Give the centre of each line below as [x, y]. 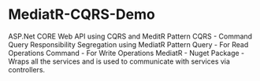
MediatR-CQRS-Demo [82, 15]
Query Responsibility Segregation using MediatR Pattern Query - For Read [128, 44]
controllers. [27, 69]
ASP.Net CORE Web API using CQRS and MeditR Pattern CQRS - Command [130, 36]
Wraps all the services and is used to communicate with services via [119, 61]
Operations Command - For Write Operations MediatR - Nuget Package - [126, 53]
